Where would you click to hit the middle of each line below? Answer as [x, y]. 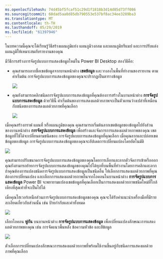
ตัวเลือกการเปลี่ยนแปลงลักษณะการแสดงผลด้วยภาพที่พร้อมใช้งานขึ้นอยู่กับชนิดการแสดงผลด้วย [79, 246]
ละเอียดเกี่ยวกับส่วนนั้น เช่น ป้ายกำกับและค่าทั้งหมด [45, 203]
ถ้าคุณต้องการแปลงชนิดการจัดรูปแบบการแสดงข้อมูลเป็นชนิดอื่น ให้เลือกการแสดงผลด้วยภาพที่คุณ [81, 171]
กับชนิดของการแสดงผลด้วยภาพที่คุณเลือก [45, 106]
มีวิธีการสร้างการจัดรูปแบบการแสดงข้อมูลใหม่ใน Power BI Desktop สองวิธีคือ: [69, 61]
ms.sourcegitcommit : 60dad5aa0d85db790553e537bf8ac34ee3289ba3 [71, 14]
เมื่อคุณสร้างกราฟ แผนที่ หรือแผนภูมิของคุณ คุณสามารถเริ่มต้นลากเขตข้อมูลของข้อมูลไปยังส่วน [79, 125]
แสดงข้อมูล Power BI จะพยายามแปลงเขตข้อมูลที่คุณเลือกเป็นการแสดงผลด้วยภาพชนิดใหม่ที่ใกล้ [81, 182]
